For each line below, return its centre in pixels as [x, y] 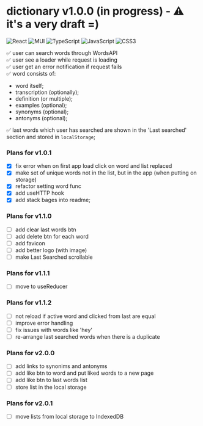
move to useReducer [41, 287]
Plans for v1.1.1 [28, 273]
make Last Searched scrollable [54, 257]
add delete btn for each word [52, 236]
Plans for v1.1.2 [29, 303]
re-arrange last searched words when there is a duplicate [87, 337]
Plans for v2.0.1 [30, 403]
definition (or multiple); [44, 98]
